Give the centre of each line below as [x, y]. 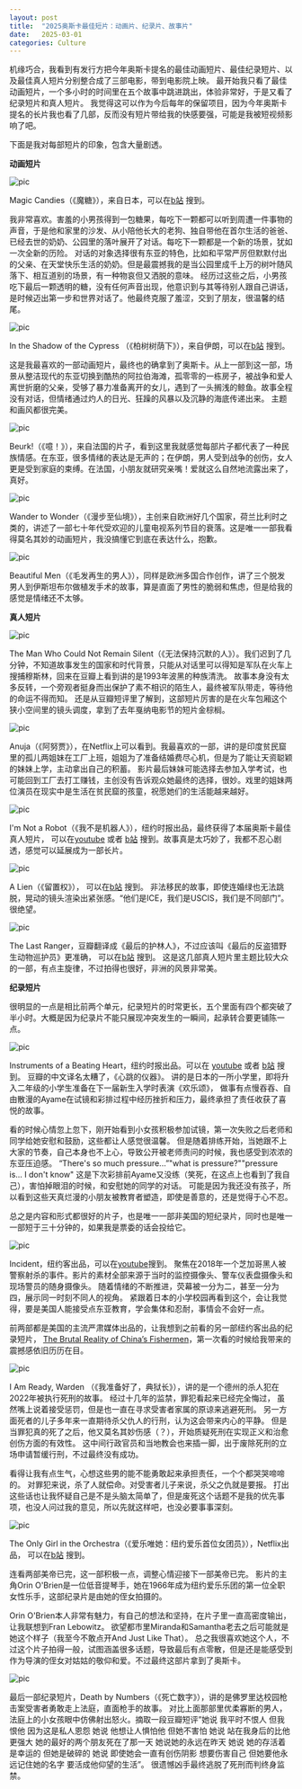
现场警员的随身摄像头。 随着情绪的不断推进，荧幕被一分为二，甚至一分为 [144, 1286]
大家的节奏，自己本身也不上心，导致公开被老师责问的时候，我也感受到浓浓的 [151, 1153]
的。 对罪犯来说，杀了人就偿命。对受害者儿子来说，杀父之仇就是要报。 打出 [149, 1485]
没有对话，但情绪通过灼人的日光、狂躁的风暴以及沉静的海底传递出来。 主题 [148, 399]
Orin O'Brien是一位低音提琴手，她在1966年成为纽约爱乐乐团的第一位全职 [151, 1585]
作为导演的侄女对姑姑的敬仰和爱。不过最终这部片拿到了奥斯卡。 [127, 1660]
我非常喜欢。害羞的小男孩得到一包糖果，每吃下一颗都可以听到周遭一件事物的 [151, 219]
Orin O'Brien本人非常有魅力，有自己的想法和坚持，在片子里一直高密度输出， [151, 1615]
